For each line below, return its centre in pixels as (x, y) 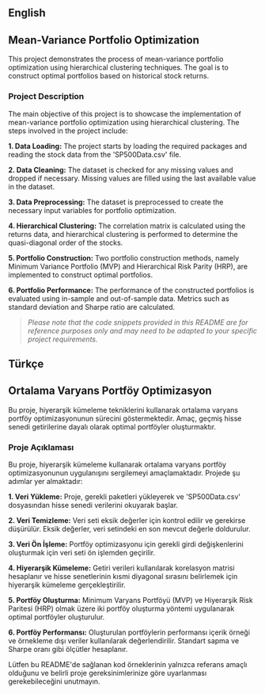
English (27, 13)
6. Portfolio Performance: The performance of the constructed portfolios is (131, 290)
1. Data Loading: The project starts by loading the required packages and (128, 146)
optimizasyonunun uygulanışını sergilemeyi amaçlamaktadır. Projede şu (124, 473)
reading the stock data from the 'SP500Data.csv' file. (95, 154)
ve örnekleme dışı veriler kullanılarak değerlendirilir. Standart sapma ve (124, 641)
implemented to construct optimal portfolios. (80, 275)
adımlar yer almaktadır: (45, 481)
